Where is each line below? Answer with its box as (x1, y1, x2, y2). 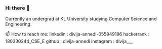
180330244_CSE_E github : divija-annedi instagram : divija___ (5, 38, 133, 44)
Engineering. (5, 21, 32, 27)
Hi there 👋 (5, 4, 30, 11)
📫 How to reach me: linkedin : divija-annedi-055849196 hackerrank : (5, 31, 150, 37)
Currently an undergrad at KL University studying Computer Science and (5, 16, 157, 22)
